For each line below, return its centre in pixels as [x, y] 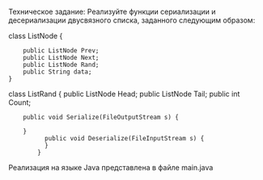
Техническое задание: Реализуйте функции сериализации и [112, 12]
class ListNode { [36, 36]
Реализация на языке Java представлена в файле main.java [111, 167]
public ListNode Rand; [61, 65]
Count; [19, 103]
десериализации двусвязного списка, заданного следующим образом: [132, 20]
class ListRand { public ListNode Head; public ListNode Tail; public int [124, 94]
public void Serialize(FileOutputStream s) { [101, 117]
